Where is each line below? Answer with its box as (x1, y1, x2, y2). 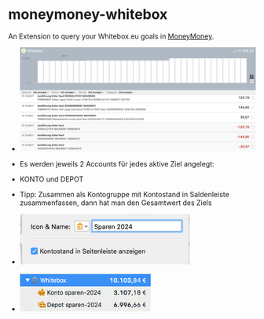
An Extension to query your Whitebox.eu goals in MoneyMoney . (8, 31, 214, 41)
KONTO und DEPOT (19, 174, 84, 184)
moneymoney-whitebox (8, 5, 168, 24)
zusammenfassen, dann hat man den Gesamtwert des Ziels (19, 198, 212, 207)
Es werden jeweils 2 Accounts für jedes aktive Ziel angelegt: (19, 159, 214, 168)
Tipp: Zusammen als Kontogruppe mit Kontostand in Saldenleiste (19, 189, 229, 199)
